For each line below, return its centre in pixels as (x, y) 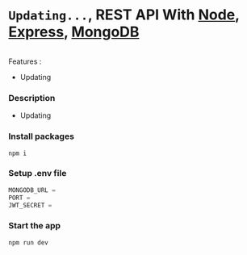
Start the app (35, 226)
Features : (25, 61)
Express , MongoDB (74, 32)
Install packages (42, 136)
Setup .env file (38, 173)
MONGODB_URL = (32, 190)
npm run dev (28, 242)
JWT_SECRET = (30, 205)
